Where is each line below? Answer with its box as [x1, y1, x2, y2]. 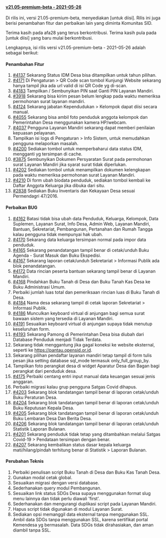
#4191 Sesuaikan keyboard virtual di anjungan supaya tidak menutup [12, 321, 153, 327]
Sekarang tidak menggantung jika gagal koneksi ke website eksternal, [12, 342, 155, 347]
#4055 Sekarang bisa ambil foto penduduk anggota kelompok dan [12, 114, 148, 120]
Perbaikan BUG [5, 204, 38, 210]
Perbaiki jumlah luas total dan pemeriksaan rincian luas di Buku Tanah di [12, 289, 160, 295]
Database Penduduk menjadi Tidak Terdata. [12, 337, 102, 342]
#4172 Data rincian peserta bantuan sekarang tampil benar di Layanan [12, 268, 156, 274]
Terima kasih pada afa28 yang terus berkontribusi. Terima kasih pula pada [5, 30, 157, 36]
